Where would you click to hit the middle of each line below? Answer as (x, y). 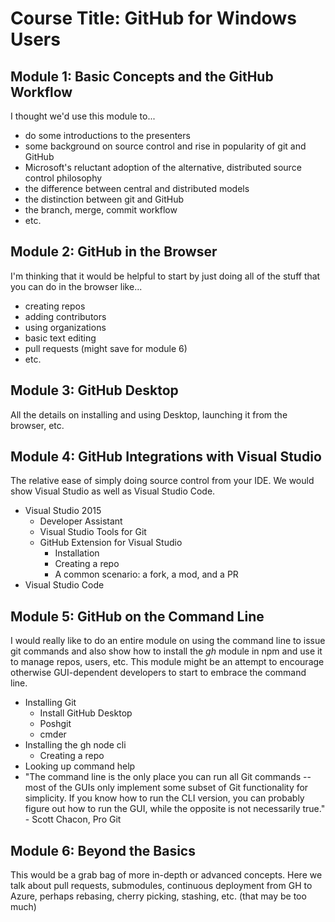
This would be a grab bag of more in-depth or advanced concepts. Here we (166, 875)
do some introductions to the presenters (107, 135)
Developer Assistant (81, 521)
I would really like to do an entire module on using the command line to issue (168, 641)
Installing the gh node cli (75, 745)
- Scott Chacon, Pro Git (73, 819)
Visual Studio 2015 (63, 511)
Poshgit (55, 724)
